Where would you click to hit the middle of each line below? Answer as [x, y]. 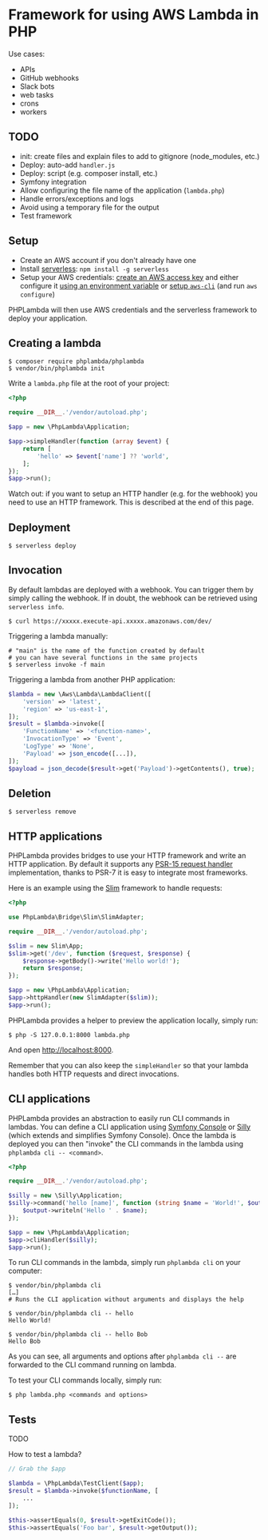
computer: [25, 1271]
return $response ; [53, 968]
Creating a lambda [55, 343]
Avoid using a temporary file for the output [89, 207]
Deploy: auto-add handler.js [67, 165]
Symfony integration [53, 182]
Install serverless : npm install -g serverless [95, 269]
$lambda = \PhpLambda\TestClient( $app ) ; [77, 1484]
